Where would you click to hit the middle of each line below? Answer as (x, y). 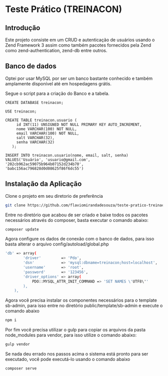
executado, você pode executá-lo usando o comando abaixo (68, 359)
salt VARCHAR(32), (35, 138)
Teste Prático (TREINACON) (64, 9)
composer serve (21, 368)
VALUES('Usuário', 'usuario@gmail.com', (48, 160)
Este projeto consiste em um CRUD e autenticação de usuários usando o (80, 40)
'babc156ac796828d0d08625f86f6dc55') (44, 168)
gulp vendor (17, 344)
